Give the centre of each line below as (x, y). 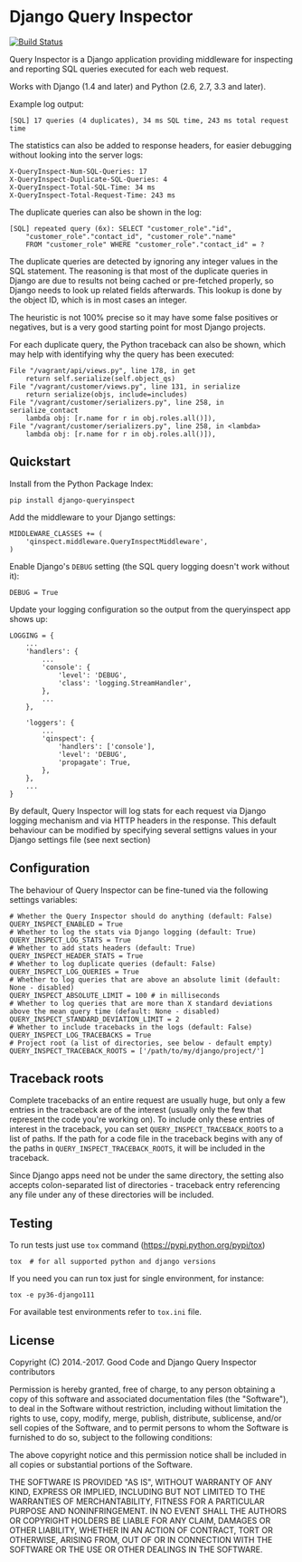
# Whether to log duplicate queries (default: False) (113, 963)
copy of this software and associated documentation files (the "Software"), (149, 1399)
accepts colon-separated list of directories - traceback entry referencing (145, 1185)
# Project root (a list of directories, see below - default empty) (141, 1043)
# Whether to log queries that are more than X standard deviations (141, 1003)
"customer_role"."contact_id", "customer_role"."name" (131, 236)
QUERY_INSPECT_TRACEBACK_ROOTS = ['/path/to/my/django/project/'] (137, 1051)
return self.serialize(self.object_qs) (101, 379)
